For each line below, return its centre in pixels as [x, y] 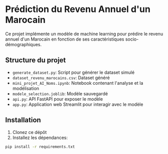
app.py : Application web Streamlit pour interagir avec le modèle [78, 104]
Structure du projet [36, 60]
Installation [23, 120]
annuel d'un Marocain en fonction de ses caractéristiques [65, 39]
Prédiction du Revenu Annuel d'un [78, 9]
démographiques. [23, 44]
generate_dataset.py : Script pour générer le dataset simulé [73, 72]
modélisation [26, 88]
